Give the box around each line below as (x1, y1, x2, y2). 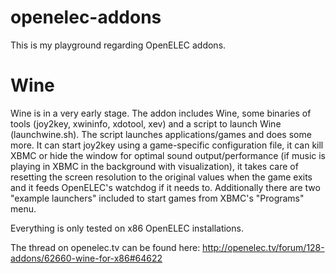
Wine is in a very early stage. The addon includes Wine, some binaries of (10, 107, 312, 119)
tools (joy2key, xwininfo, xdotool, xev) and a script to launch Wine (10, 117, 282, 130)
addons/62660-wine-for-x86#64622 (10, 252, 163, 264)
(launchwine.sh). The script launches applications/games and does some (10, 128, 312, 140)
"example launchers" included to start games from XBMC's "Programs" (10, 192, 305, 204)
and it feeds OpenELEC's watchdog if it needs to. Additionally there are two (10, 181, 321, 193)
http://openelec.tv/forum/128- (202, 241, 325, 253)
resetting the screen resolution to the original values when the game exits (10, 171, 313, 183)
